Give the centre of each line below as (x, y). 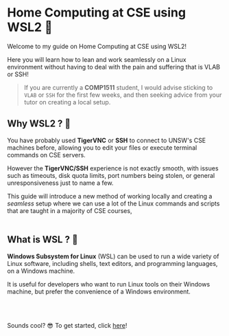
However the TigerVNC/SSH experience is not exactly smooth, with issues (113, 168)
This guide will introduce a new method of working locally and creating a (110, 196)
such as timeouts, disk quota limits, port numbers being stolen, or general (111, 175)
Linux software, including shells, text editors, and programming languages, (112, 263)
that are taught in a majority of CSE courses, (70, 210)
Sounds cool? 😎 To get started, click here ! (67, 325)
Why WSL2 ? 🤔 (39, 124)
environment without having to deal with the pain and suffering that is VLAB (114, 67)
